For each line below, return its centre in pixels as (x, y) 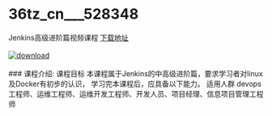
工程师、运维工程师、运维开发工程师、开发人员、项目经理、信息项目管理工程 (136, 93)
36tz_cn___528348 (74, 14)
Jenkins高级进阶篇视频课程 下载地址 (69, 37)
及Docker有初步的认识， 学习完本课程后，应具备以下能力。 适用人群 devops (135, 84)
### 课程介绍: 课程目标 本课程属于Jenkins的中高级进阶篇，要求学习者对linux (136, 73)
